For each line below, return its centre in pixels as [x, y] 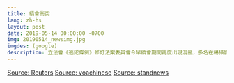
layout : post [26, 27]
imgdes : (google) [32, 46]
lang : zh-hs [24, 20]
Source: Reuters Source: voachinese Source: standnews [88, 72]
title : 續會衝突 [29, 14]
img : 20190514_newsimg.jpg [46, 40]
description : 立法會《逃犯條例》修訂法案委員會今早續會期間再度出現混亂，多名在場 [113, 53]
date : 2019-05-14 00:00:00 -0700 [56, 33]
